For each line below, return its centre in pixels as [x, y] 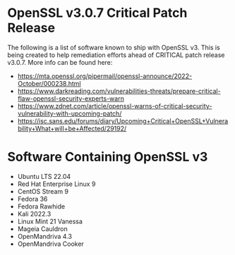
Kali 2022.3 [34, 213]
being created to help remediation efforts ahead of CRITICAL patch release [116, 55]
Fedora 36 [32, 199]
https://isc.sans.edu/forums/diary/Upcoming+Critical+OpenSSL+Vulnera [123, 120]
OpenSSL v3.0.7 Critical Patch [97, 13]
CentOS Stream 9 [43, 191]
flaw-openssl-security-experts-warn [71, 98]
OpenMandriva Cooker [51, 244]
